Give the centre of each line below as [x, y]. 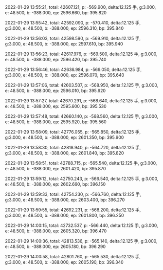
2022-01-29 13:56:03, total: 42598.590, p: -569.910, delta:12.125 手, [73, 38]
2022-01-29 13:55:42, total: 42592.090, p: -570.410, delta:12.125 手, [73, 23]
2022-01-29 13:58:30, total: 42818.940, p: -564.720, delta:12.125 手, [73, 147]
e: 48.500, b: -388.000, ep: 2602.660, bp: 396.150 [55, 184]
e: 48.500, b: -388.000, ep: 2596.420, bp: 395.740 [56, 59]
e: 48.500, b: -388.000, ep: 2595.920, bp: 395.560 [56, 122]
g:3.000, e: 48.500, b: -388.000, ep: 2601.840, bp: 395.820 [64, 153]
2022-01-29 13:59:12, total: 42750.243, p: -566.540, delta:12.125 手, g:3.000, [82, 179]
